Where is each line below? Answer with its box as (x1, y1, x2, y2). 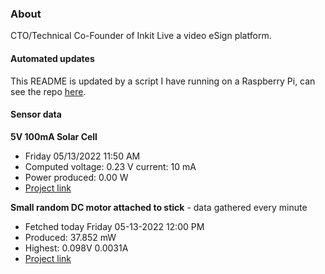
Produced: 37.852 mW (24, 231, 117, 243)
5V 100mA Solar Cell (10, 130, 98, 142)
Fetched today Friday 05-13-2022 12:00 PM (24, 220, 205, 232)
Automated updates (10, 52, 95, 64)
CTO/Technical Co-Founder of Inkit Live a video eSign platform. (10, 30, 272, 42)
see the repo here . (10, 85, 87, 97)
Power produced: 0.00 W (24, 171, 129, 183)
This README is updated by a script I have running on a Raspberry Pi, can (10, 75, 316, 87)
